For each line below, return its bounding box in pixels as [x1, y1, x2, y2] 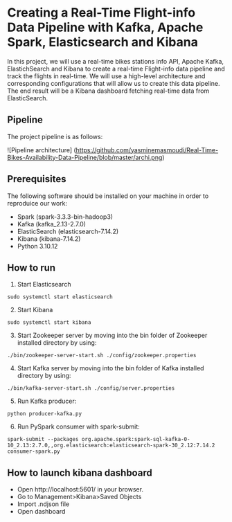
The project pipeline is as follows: [7, 132, 103, 141]
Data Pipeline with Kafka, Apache [7, 19, 204, 35]
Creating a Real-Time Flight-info [7, 5, 196, 21]
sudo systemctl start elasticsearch [7, 294, 113, 300]
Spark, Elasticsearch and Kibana [7, 35, 199, 50]
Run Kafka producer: [17, 397, 77, 406]
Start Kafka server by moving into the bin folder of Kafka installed [17, 364, 204, 372]
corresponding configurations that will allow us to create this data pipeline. [7, 79, 220, 87]
